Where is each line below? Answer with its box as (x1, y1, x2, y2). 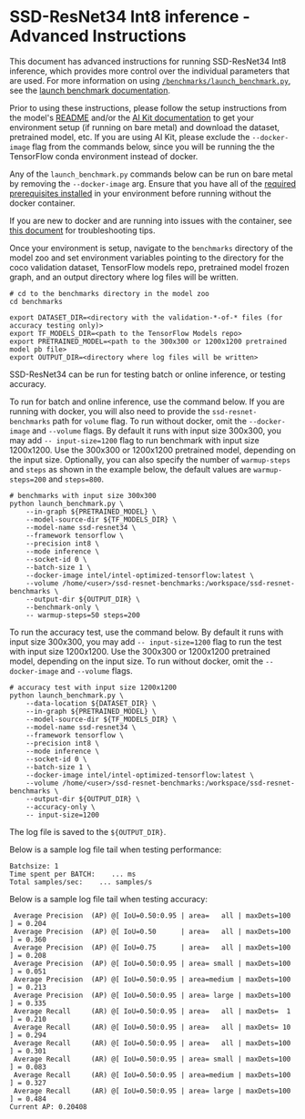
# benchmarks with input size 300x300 (9, 491, 157, 500)
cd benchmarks (9, 297, 64, 306)
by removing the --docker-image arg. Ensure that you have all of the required (9, 178, 297, 188)
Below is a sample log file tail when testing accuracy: (9, 893, 208, 904)
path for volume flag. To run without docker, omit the (52, 415, 248, 426)
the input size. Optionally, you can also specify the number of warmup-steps (9, 453, 291, 465)
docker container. (9, 198, 76, 209)
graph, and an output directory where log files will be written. (9, 271, 239, 282)
